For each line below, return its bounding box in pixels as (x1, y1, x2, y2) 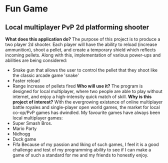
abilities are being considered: (5, 57, 67, 63)
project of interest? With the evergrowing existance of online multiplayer (12, 99, 163, 105)
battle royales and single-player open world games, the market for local (12, 104, 160, 110)
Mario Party (12, 125, 37, 131)
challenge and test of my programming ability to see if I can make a (12, 147, 151, 152)
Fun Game (5, 3, 48, 14)
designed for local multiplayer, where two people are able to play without (12, 88, 162, 94)
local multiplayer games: (12, 115, 63, 120)
